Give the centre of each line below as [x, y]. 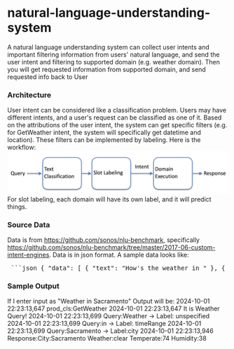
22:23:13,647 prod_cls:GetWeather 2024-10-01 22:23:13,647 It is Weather [113, 308]
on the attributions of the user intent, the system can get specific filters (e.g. [117, 125]
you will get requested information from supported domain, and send [107, 69]
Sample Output [33, 286]
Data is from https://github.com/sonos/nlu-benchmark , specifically [103, 240]
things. [17, 206]
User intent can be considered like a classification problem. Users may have [117, 111]
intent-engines [28, 255]
